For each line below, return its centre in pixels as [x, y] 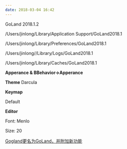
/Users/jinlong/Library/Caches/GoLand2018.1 [51, 62]
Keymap [14, 92]
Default [13, 101]
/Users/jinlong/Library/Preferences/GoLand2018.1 [56, 43]
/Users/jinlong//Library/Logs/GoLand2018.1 [49, 53]
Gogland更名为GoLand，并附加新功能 [44, 141]
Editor [12, 111]
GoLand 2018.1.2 [22, 24]
